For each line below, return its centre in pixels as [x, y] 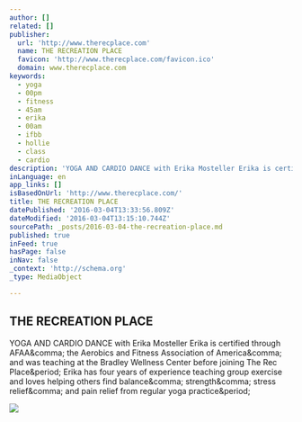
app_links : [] [36, 185]
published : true [40, 235]
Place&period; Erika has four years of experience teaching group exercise [146, 372]
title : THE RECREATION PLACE [64, 202]
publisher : [30, 34]
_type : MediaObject [46, 277]
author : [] [30, 18]
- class [32, 151]
